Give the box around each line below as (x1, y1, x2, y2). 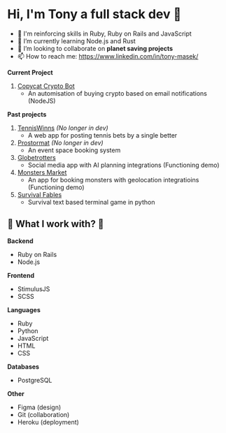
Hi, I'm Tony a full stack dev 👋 (7, 6, 182, 22)
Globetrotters (17, 153, 56, 161)
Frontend (7, 271, 35, 279)
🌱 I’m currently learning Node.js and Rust (17, 36, 136, 45)
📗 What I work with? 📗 (7, 218, 104, 230)
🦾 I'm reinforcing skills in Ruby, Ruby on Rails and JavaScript (17, 29, 192, 38)
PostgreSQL (17, 376, 52, 384)
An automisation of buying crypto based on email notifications (27, 89, 208, 97)
